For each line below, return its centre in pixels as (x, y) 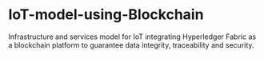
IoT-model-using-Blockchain (106, 15)
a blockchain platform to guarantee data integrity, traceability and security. (131, 44)
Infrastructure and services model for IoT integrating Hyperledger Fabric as (132, 37)
